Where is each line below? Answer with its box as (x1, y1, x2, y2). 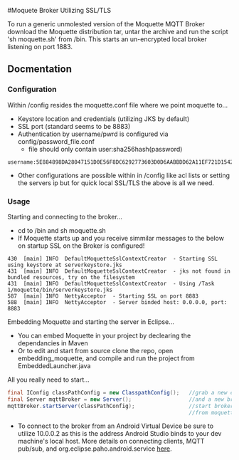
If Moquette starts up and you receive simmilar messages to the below (17, 234, 224, 242)
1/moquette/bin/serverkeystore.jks (7, 286, 113, 293)
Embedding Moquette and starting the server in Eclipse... (7, 317, 174, 326)
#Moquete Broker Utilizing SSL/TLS (7, 6, 112, 14)
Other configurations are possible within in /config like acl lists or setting (17, 171, 230, 179)
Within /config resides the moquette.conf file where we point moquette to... (7, 100, 228, 109)
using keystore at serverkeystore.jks (7, 261, 122, 268)
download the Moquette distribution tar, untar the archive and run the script (7, 28, 229, 36)
